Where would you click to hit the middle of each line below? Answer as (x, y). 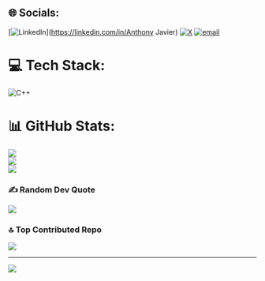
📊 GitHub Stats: (62, 126)
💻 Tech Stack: (57, 66)
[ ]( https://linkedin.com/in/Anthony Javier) (93, 32)
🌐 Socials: (34, 13)
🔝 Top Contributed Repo (55, 230)
